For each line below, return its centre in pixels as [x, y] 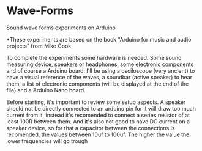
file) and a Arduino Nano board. [46, 90]
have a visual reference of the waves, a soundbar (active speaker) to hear [99, 77]
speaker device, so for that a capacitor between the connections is [91, 128]
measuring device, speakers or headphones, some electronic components [100, 64]
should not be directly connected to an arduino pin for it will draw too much [101, 108]
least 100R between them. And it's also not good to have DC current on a [98, 121]
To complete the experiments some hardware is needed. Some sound [94, 57]
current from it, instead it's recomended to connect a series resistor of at [98, 115]
